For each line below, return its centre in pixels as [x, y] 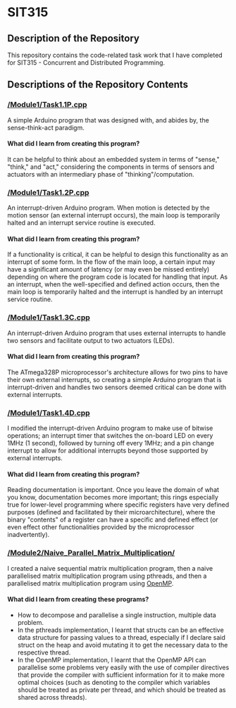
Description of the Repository [73, 38]
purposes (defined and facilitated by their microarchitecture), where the [111, 512]
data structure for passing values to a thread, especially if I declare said [121, 637]
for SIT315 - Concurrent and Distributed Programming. [86, 63]
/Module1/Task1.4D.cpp [49, 412]
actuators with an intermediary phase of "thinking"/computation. [101, 174]
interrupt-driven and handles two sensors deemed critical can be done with [117, 387]
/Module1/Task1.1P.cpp [47, 105]
